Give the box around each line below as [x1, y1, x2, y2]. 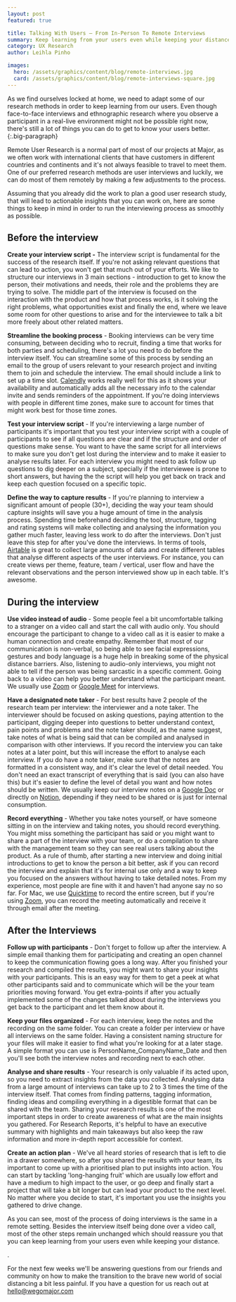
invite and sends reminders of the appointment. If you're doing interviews [7, 392, 220, 400]
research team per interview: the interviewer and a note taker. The [7, 703, 199, 712]
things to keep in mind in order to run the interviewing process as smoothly [7, 204, 225, 212]
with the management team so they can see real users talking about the [7, 844, 215, 853]
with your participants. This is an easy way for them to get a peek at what [7, 973, 220, 982]
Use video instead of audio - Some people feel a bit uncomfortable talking [7, 615, 223, 623]
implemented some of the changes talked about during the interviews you [7, 996, 221, 1004]
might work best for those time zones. [7, 406, 117, 415]
